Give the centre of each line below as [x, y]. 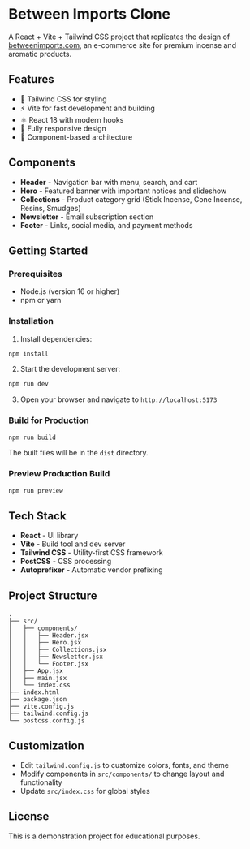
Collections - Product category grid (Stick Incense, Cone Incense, [131, 199]
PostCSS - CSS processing [66, 562]
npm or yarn [41, 300]
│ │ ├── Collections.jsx [58, 650]
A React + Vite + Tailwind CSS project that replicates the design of [119, 37]
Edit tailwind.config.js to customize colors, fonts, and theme [125, 765]
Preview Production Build [59, 474]
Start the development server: [70, 369]
